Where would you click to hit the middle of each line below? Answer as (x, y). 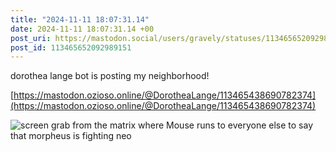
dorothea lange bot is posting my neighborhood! (110, 76)
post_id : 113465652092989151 (71, 47)
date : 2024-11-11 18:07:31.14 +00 (82, 29)
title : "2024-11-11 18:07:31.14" (80, 19)
